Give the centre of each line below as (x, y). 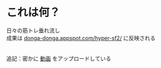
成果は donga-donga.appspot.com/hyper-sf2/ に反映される (81, 38)
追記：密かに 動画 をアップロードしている (59, 58)
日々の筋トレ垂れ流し (33, 30)
